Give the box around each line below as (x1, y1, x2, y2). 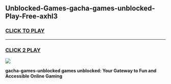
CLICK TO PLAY (5, 27, 45, 35)
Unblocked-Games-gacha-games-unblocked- (5, 4, 155, 13)
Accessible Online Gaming (5, 73, 63, 79)
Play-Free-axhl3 (5, 12, 58, 21)
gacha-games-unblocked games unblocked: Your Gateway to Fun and (5, 67, 157, 73)
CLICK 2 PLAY (5, 46, 41, 53)
